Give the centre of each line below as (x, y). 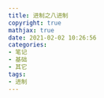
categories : (28, 45)
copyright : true (35, 23)
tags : (17, 74)
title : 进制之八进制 (38, 15)
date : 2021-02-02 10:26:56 (52, 38)
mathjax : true (32, 30)
